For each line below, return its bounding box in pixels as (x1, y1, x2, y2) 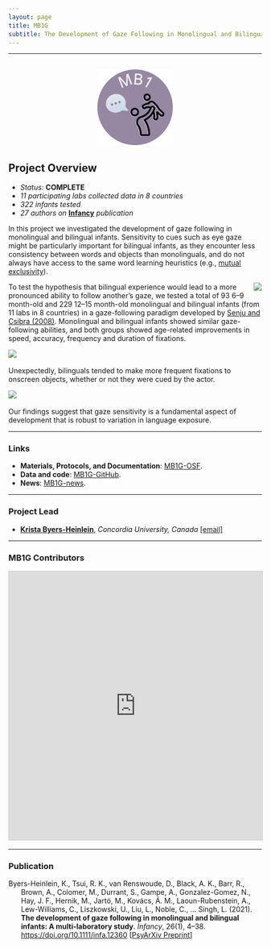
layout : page (8, 13, 52, 21)
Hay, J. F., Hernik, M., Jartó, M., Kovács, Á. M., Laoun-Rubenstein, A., (21, 896, 251, 906)
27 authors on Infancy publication (19, 208, 134, 218)
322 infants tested (19, 200, 81, 210)
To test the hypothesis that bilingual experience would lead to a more (8, 282, 237, 292)
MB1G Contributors (8, 552, 84, 563)
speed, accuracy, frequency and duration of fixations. (8, 334, 187, 343)
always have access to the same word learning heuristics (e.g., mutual (8, 258, 241, 268)
